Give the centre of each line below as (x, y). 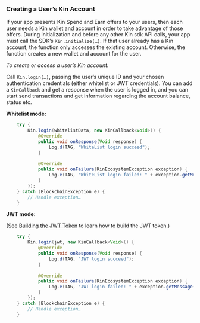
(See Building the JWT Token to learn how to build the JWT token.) (88, 226)
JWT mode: (21, 214)
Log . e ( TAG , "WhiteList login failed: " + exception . (115, 175)
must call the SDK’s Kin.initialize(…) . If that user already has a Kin (90, 41)
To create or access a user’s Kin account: (57, 65)
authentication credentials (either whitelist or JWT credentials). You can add (99, 83)
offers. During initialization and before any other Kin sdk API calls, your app (98, 35)
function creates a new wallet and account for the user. (74, 54)
